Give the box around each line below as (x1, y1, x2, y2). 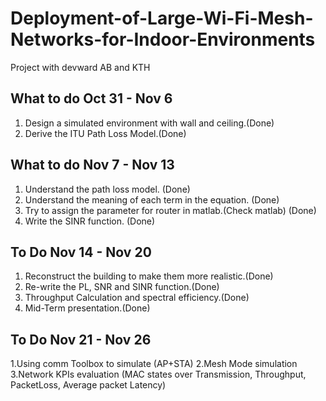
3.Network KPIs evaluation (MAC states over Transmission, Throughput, (10, 368, 307, 381)
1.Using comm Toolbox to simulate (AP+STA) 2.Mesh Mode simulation (10, 358, 298, 370)
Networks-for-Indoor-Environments (10, 28, 316, 51)
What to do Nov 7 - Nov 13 (10, 157, 175, 174)
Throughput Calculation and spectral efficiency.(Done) (24, 292, 250, 304)
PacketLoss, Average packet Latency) (10, 379, 167, 391)
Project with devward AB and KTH (10, 61, 151, 73)
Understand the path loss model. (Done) (24, 183, 191, 195)
